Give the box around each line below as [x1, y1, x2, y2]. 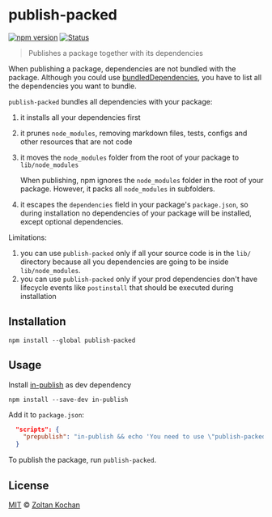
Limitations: [8, 233, 47, 242]
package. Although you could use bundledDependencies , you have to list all [8, 72, 261, 82]
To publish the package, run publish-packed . [8, 455, 156, 465]
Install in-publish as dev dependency [8, 379, 132, 390]
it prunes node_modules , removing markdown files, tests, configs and [19, 128, 248, 138]
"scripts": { [15, 425, 60, 434]
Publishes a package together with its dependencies [28, 48, 204, 58]
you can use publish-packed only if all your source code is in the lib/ [19, 248, 251, 258]
